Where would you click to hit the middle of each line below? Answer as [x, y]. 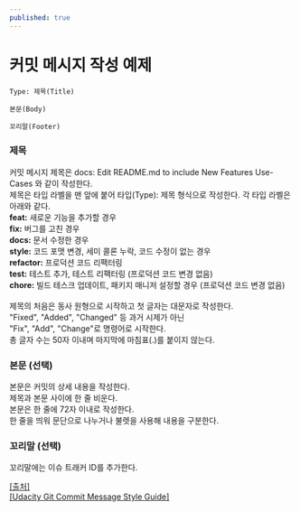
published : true [40, 18]
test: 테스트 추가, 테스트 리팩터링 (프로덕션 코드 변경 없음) [112, 274]
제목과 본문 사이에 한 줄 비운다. [64, 398]
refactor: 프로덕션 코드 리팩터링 [66, 262]
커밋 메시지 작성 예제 [80, 65]
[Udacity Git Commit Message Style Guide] [89, 497]
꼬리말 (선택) [35, 446]
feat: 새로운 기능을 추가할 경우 [63, 217]
